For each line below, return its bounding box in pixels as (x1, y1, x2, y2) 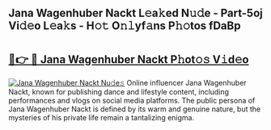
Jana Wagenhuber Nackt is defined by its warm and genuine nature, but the (8, 104, 261, 114)
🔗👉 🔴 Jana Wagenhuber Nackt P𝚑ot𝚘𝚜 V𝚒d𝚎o (8, 52, 249, 66)
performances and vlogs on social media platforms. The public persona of (8, 96, 256, 105)
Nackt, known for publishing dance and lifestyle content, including (8, 87, 229, 96)
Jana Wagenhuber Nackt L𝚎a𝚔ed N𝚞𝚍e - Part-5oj (8, 6, 263, 20)
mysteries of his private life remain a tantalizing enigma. (8, 113, 195, 122)
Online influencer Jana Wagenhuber (126, 78, 247, 87)
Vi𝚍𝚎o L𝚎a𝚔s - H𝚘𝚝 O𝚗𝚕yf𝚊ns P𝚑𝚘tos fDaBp (8, 19, 241, 33)
